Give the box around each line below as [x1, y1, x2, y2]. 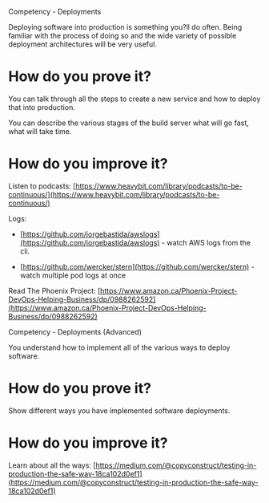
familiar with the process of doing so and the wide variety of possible [8, 31, 237, 40]
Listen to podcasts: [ [8, 181, 76, 191]
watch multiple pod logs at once [19, 270, 126, 280]
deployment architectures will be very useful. [8, 39, 158, 49]
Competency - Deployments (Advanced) [8, 327, 143, 336]
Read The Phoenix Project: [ [8, 286, 101, 295]
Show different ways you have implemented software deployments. [8, 405, 231, 416]
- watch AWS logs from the [161, 237, 251, 247]
